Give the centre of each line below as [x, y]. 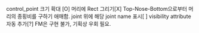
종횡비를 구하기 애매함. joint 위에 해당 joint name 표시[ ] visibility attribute [104, 16]
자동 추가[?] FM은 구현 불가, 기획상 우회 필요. [59, 24]
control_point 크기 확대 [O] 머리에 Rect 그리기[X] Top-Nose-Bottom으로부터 [97, 9]
